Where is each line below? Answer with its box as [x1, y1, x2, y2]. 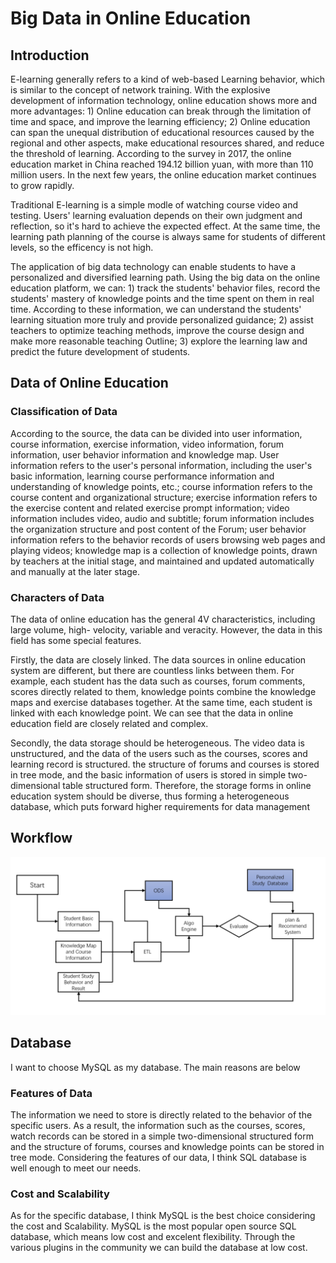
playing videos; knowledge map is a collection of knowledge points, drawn [10, 544, 318, 556]
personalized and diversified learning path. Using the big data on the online [10, 272, 321, 283]
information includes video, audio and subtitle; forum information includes [10, 512, 315, 524]
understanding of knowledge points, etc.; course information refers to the [10, 480, 313, 492]
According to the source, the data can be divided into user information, [10, 427, 303, 439]
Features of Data [10, 1086, 93, 1100]
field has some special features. [10, 634, 142, 646]
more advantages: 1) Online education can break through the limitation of [10, 105, 312, 117]
